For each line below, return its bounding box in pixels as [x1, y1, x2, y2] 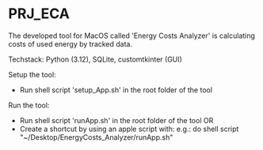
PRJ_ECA [8, 5, 70, 23]
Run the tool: [8, 100, 50, 110]
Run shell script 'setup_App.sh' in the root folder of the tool [19, 84, 212, 95]
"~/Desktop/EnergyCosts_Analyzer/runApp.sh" [19, 132, 173, 142]
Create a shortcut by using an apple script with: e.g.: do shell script [19, 124, 239, 133]
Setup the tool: [8, 69, 57, 79]
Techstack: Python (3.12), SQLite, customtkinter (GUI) [8, 54, 182, 64]
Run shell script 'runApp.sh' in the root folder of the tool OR [19, 115, 214, 125]
